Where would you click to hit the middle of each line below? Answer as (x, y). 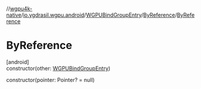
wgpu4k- (21, 9)
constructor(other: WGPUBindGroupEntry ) (58, 68)
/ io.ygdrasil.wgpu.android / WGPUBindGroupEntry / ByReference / (99, 15)
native (14, 15)
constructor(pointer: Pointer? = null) (50, 79)
